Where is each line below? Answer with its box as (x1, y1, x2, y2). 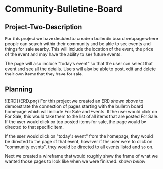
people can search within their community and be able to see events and (5, 41, 151, 47)
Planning (5, 85, 33, 94)
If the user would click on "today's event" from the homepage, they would (5, 133, 153, 139)
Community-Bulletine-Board (5, 3, 123, 15)
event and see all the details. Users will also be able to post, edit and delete (5, 66, 156, 72)
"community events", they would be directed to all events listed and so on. (5, 144, 154, 150)
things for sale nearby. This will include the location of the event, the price (5, 46, 154, 52)
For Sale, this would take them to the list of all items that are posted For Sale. (5, 113, 159, 119)
